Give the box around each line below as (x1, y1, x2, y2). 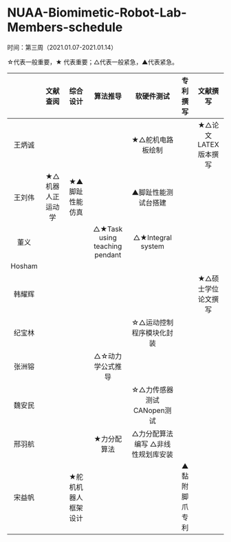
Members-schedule (7, 19, 123, 35)
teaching (93, 241, 122, 251)
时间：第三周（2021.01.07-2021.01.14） (7, 43, 118, 51)
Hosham (10, 261, 38, 270)
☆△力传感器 (131, 385, 174, 394)
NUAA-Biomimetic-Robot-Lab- (7, 5, 187, 21)
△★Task (93, 224, 123, 234)
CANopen (133, 405, 165, 415)
